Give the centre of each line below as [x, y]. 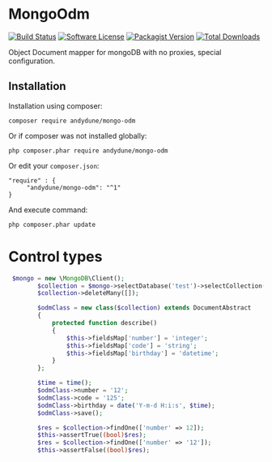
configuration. [32, 61]
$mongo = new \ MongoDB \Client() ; [68, 278]
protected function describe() [104, 323]
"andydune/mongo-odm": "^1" [74, 187]
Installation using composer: [55, 105]
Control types [55, 257]
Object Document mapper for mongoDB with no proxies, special [115, 52]
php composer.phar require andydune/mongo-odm [88, 151]
